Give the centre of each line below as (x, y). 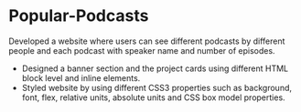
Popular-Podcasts (79, 16)
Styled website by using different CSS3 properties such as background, (157, 87)
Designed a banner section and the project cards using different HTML (155, 68)
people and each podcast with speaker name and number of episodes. (142, 50)
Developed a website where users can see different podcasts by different (147, 41)
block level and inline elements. (81, 77)
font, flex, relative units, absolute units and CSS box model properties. (153, 97)
